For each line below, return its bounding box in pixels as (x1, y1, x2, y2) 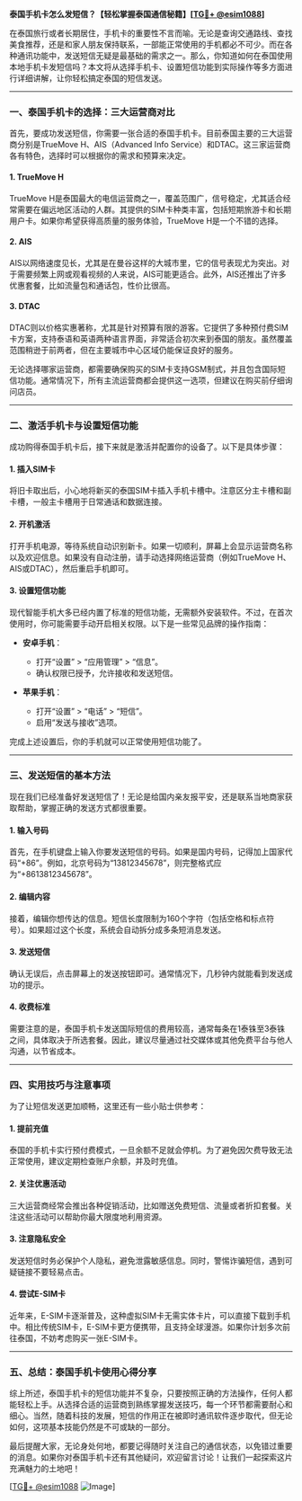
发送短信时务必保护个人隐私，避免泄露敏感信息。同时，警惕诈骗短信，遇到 (9, 1255, 285, 1266)
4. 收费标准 (9, 1001, 51, 1012)
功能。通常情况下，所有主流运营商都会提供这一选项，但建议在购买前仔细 (16, 375, 285, 386)
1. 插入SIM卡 (9, 463, 56, 475)
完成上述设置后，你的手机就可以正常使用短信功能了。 (9, 736, 207, 747)
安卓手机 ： (22, 637, 63, 648)
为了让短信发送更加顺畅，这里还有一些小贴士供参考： (9, 1101, 207, 1112)
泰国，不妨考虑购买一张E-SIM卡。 (16, 1333, 143, 1344)
